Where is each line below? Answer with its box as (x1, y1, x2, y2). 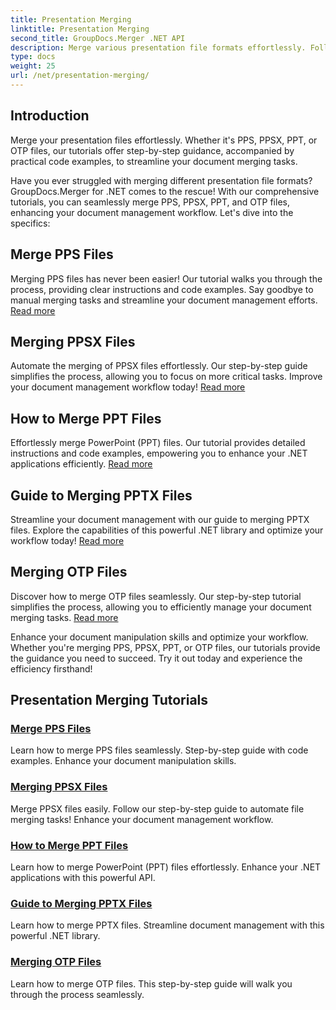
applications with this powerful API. (10, 872, 156, 884)
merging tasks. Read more (10, 611, 119, 623)
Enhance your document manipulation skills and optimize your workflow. (10, 631, 309, 643)
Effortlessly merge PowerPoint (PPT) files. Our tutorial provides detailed (10, 437, 306, 449)
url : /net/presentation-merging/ (10, 71, 150, 81)
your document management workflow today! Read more (10, 381, 246, 393)
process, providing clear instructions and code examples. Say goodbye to (10, 283, 314, 295)
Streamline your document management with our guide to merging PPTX (10, 513, 310, 525)
